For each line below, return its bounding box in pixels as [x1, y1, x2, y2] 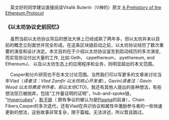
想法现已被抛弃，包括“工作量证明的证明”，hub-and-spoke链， [5, 90, 134, 96]
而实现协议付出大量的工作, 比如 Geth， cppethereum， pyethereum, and [5, 55, 155, 61]
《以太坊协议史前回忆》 [5, 23, 62, 30]
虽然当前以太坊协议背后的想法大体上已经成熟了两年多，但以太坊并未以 [10, 36, 156, 42]
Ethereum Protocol [5, 10, 44, 16]
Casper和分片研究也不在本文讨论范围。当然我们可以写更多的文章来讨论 [10, 72, 157, 78]
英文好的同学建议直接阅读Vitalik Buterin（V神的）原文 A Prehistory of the [10, 5, 161, 10]
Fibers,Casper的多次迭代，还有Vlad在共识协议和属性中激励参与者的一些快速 [5, 103, 162, 109]
